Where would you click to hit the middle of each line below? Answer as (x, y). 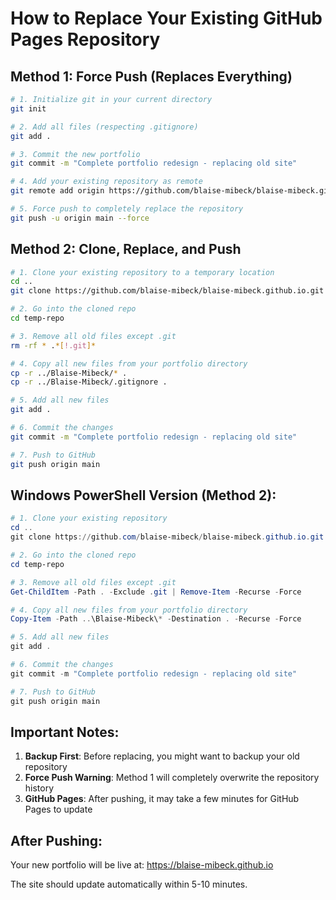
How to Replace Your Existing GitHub (166, 18)
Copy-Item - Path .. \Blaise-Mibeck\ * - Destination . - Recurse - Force (156, 619)
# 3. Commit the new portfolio (75, 154)
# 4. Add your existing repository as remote (106, 182)
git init (28, 108)
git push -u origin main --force (80, 218)
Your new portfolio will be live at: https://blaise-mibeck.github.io (142, 865)
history (39, 788)
